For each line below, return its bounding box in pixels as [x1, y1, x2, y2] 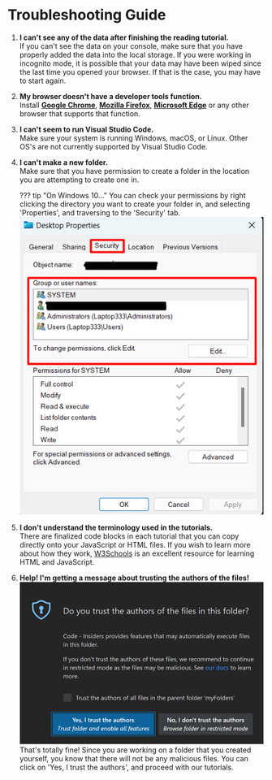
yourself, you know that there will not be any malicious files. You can [19, 753, 248, 763]
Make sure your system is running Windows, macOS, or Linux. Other [19, 132, 248, 143]
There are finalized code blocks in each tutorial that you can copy [19, 531, 240, 541]
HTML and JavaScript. [19, 557, 95, 566]
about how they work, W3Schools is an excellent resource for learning [19, 548, 255, 558]
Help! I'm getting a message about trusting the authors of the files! [19, 573, 249, 583]
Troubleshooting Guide [7, 6, 166, 24]
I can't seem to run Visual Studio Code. [19, 124, 154, 134]
